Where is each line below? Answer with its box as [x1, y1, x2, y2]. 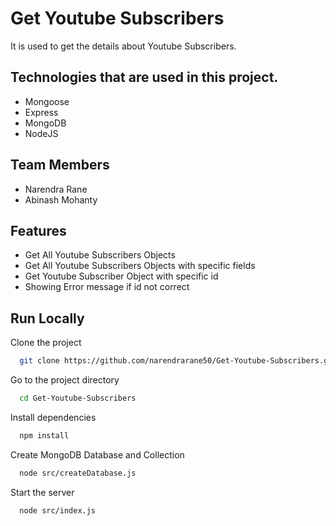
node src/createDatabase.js [19, 468, 137, 478]
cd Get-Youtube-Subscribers [19, 393, 137, 404]
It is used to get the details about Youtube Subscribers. [10, 40, 237, 52]
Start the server [10, 486, 75, 498]
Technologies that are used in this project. [10, 69, 279, 86]
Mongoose [24, 95, 70, 107]
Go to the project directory [10, 374, 120, 386]
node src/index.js [19, 505, 97, 516]
